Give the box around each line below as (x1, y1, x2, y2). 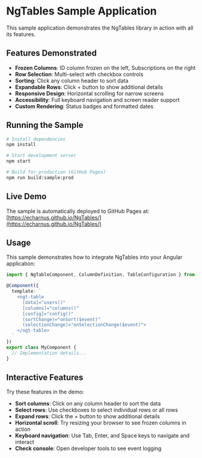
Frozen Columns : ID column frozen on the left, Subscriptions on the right (14, 64, 196, 71)
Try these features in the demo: (6, 388, 84, 396)
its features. (6, 30, 36, 37)
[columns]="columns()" (22, 305, 79, 311)
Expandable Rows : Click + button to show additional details (14, 83, 164, 91)
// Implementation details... (11, 350, 87, 356)
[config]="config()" (22, 311, 74, 317)
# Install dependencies (6, 136, 66, 142)
